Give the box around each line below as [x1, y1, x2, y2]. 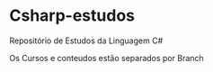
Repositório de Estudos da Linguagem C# [9, 35, 164, 46]
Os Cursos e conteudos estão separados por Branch [9, 52, 204, 63]
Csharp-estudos [9, 5, 135, 26]
